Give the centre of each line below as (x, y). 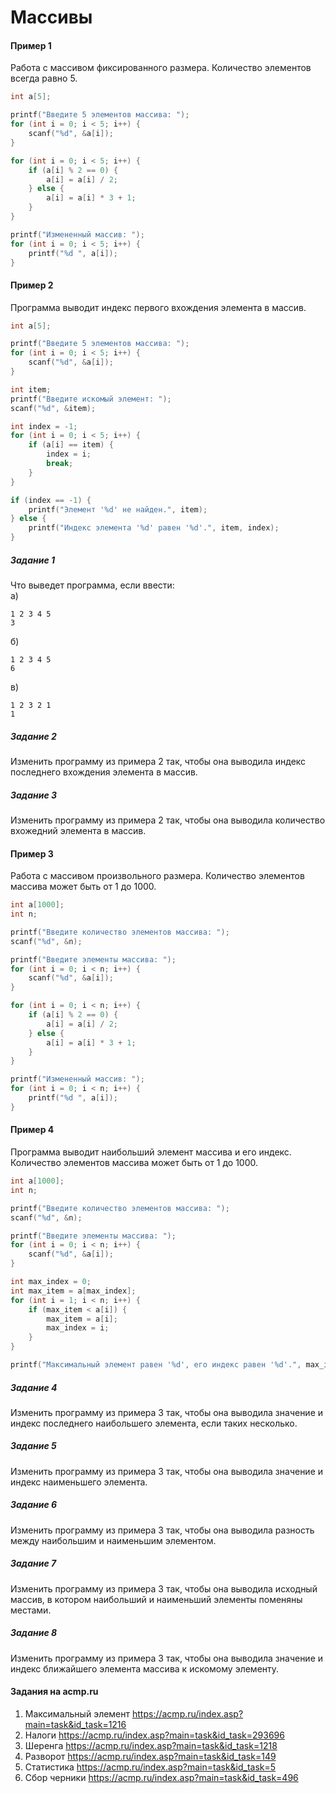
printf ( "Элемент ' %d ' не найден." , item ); (118, 509)
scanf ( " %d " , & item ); (53, 408)
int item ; (31, 389)
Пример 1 (31, 45)
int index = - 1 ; (44, 426)
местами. (31, 1610)
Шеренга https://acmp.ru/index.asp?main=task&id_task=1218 (151, 1745)
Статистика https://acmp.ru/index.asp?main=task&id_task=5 (150, 1767)
